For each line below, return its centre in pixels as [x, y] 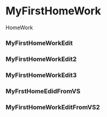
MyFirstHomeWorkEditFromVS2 [53, 107]
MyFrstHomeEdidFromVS [43, 91]
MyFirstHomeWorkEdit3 [41, 75]
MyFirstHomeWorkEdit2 [41, 59]
